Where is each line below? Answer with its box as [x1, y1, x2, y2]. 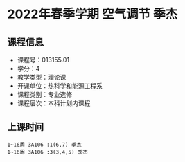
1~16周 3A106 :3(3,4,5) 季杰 [7, 148, 89, 156]
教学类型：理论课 [17, 73, 67, 81]
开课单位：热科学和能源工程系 [17, 82, 103, 90]
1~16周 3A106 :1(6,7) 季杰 [7, 141, 82, 148]
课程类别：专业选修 [17, 91, 73, 98]
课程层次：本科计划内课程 [17, 99, 91, 107]
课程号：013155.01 [17, 56, 70, 64]
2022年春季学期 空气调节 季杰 [7, 6, 178, 22]
